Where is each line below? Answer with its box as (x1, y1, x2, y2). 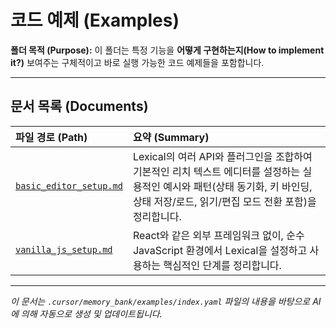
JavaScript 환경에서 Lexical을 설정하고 (132, 243, 308, 257)
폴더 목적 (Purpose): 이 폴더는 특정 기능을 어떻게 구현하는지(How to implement (10, 44, 325, 56)
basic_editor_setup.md (15, 180, 123, 191)
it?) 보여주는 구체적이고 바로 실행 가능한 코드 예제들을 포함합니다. (10, 56, 265, 68)
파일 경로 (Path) (15, 130, 88, 144)
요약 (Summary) (132, 130, 210, 144)
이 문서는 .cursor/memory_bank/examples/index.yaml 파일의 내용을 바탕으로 (10, 295, 311, 307)
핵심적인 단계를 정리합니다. (163, 258, 282, 272)
